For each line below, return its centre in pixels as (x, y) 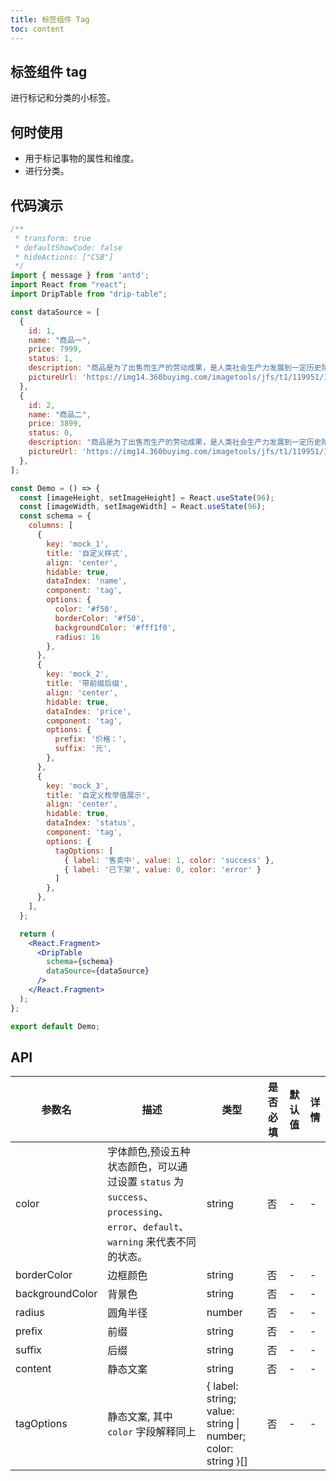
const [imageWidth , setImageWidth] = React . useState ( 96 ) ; (143, 507)
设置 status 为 (150, 1182)
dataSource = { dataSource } (98, 971)
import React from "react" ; (69, 285)
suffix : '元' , (83, 749)
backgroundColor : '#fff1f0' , (115, 627)
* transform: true (53, 238)
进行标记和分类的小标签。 (63, 98)
